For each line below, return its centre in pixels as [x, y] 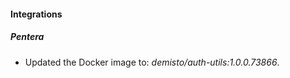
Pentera [27, 37]
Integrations [36, 14]
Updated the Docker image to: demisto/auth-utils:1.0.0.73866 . [152, 62]
